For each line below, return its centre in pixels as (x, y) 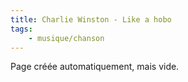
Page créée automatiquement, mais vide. (95, 67)
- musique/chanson (66, 38)
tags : (21, 29)
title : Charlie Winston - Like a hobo (91, 19)
